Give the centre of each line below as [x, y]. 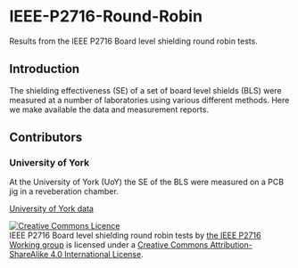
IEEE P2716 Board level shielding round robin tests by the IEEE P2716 [135, 236]
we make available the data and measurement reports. [109, 110]
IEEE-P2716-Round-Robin [106, 16]
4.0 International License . [97, 255]
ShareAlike [29, 255]
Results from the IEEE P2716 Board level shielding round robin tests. [134, 41]
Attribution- [231, 245]
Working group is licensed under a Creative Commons [109, 245]
